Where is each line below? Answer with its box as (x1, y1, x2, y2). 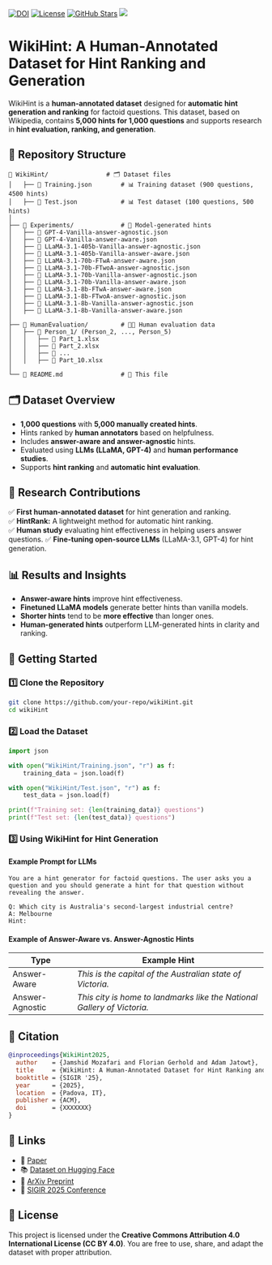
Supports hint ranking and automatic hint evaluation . (19, 462, 201, 472)
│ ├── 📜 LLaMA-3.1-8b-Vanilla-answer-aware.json (8, 306, 183, 314)
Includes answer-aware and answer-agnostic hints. (19, 436, 196, 446)
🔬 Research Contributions (8, 486, 141, 499)
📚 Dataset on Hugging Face (19, 1164, 115, 1174)
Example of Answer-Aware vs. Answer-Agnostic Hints (8, 934, 194, 943)
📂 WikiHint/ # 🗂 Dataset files (8, 171, 172, 179)
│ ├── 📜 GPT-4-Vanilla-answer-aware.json (8, 235, 158, 244)
